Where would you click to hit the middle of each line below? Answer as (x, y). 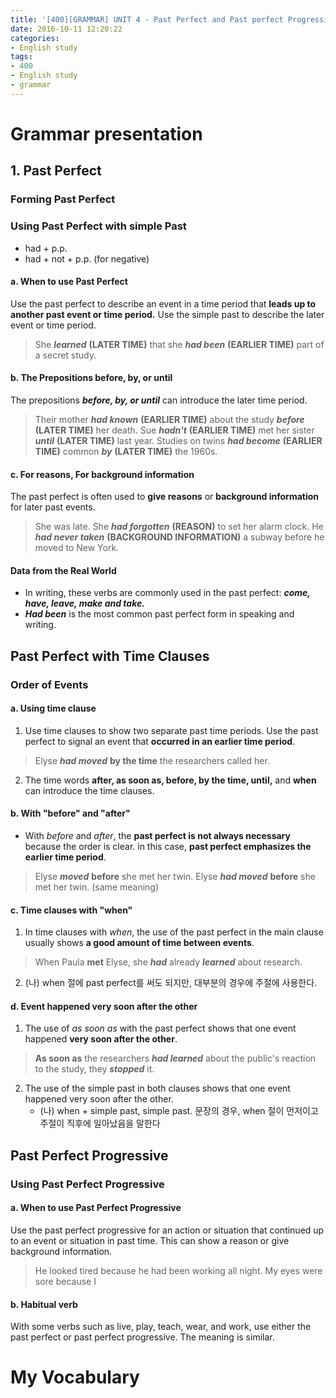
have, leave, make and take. (84, 603)
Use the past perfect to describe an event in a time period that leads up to (163, 303)
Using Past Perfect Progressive (87, 1184)
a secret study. (65, 355)
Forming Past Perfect (63, 199)
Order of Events (49, 684)
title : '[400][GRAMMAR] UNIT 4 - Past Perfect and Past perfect (147, 19)
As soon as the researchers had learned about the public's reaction (175, 1058)
